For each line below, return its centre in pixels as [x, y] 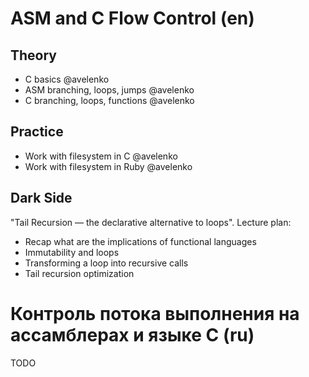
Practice [37, 132]
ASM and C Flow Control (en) [132, 18]
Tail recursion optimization [79, 273]
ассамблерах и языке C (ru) [132, 334]
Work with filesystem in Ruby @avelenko [108, 166]
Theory [34, 55]
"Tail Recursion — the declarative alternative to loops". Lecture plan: [151, 222]
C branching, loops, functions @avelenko [109, 100]
